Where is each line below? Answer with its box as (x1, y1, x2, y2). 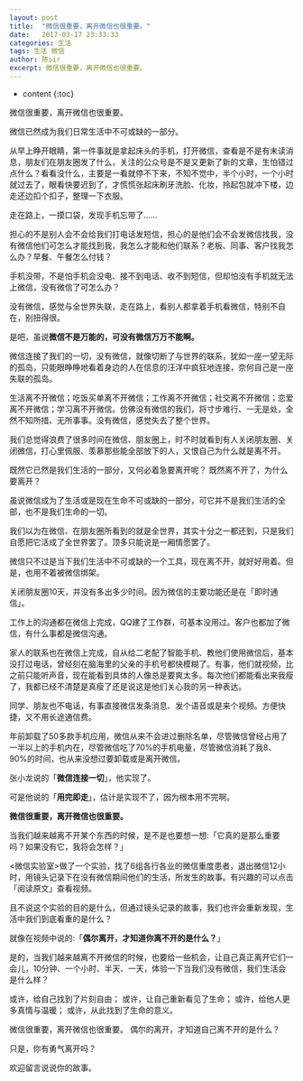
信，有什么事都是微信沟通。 (9, 628, 113, 639)
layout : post (9, 13, 59, 23)
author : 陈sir (9, 55, 61, 64)
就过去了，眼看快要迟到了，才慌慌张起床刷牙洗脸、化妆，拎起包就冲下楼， (9, 179, 286, 189)
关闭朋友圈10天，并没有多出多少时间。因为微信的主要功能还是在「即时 (9, 586, 271, 596)
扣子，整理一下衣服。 (48, 190, 128, 201)
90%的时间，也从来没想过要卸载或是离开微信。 (9, 753, 186, 763)
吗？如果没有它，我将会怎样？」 (9, 841, 128, 852)
